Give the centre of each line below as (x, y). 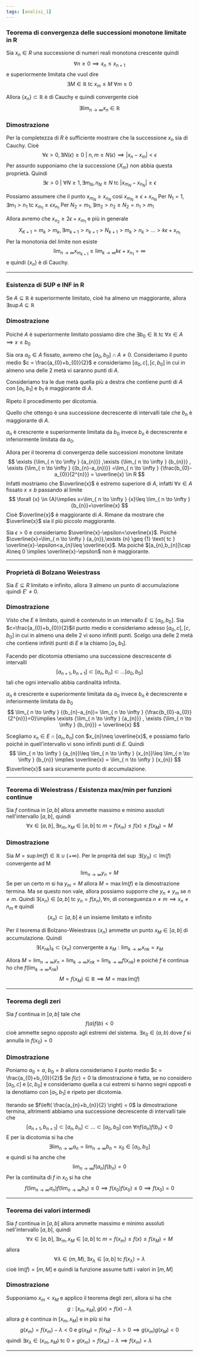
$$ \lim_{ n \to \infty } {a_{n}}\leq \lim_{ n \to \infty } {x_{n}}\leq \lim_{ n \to (99, 753)
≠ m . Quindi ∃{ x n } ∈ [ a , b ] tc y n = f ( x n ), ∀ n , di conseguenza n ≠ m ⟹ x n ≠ (97, 900)
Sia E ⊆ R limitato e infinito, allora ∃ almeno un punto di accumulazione (93, 585)
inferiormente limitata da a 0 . (41, 440)
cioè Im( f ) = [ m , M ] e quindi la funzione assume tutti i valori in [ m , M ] (89, 1269)
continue (19, 797)
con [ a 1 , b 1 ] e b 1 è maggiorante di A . (49, 389)
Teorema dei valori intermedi (48, 1210)
